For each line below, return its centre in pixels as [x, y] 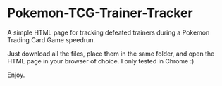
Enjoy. [16, 75]
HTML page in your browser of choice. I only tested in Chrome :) [101, 61]
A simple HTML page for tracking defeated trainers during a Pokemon [109, 32]
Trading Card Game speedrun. [51, 39]
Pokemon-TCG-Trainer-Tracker [100, 13]
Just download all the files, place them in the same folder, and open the [111, 54]
